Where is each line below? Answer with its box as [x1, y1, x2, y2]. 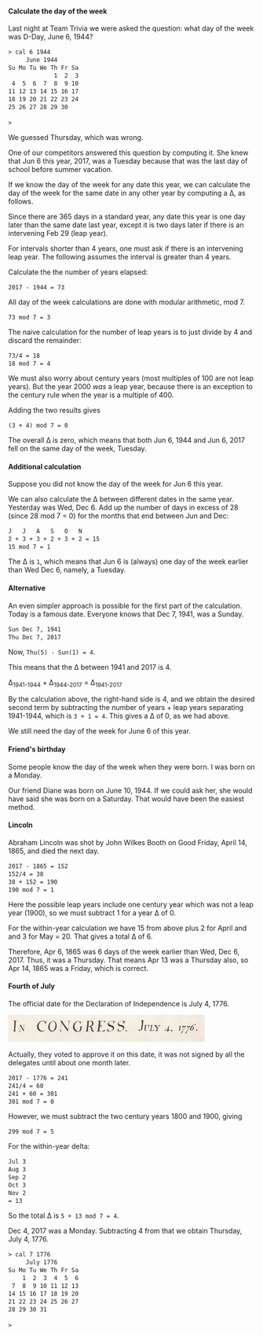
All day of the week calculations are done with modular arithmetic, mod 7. [8, 297, 246, 307]
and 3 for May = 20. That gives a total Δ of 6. [8, 932, 153, 941]
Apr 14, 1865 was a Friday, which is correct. [8, 963, 149, 973]
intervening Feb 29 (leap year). [8, 229, 108, 238]
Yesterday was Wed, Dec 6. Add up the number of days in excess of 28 [8, 503, 239, 513]
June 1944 [25, 56, 58, 64]
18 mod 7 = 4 [8, 360, 51, 368]
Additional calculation [8, 462, 82, 471]
